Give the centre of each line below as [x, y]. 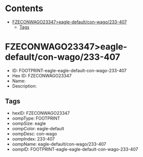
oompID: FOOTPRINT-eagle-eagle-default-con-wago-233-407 [75, 149]
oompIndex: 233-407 [33, 139]
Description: [24, 86]
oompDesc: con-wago [35, 134]
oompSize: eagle [29, 123]
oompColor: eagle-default [38, 128]
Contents [24, 9]
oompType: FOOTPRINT [36, 118]
